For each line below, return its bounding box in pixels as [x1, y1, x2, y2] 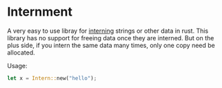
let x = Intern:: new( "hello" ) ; [7, 74, 97, 82]
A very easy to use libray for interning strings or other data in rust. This [7, 27, 209, 35]
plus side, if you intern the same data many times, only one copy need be [7, 41, 215, 49]
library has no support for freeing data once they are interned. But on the [7, 33, 214, 42]
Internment [7, 4, 72, 20]
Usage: [7, 61, 28, 70]
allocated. [7, 48, 36, 57]
